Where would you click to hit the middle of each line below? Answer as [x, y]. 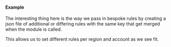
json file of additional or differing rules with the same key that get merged [83, 24]
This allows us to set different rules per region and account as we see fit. [82, 39]
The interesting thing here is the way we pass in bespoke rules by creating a [86, 18]
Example [15, 7]
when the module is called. [34, 29]
